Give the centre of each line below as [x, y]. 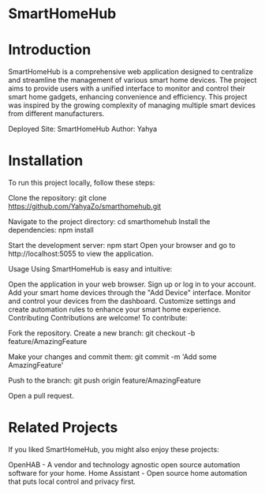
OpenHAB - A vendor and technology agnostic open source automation [124, 465]
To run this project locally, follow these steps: [82, 183]
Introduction [50, 50]
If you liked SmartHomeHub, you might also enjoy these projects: [114, 449]
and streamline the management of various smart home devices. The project [132, 80]
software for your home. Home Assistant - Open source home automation [128, 473]
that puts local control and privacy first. [72, 481]
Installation [46, 161]
